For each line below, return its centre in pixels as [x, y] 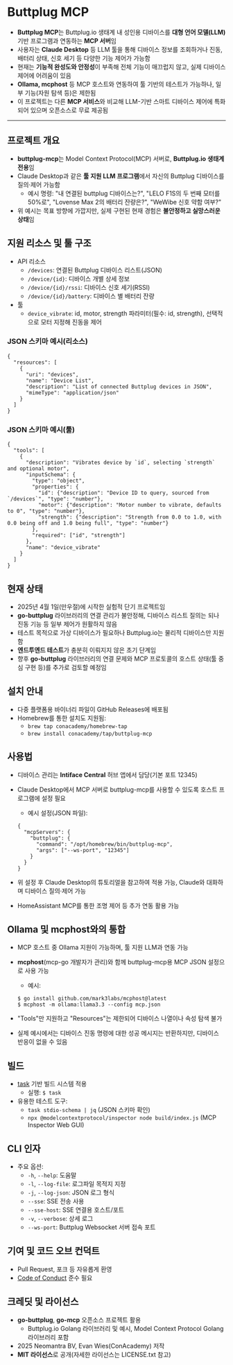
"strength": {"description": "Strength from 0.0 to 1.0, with [130, 517]
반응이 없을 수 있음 [42, 1042]
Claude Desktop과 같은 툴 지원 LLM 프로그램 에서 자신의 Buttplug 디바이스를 [121, 176]
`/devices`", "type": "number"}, [55, 499]
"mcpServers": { [47, 832]
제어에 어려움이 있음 [44, 75]
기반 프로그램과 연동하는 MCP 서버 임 [67, 41]
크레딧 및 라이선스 [43, 1302]
